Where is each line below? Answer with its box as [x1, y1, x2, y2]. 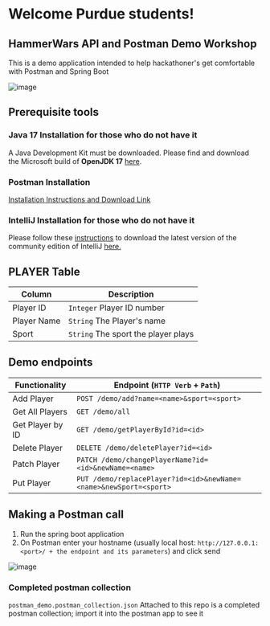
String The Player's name [67, 315, 166, 326]
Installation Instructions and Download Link [8, 194, 151, 204]
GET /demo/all [76, 407, 131, 416]
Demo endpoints [8, 355, 93, 370]
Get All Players [12, 406, 68, 417]
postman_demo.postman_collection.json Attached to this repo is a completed [8, 600, 260, 610]
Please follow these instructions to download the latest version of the [8, 233, 237, 243]
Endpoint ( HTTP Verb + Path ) [113, 379, 221, 391]
